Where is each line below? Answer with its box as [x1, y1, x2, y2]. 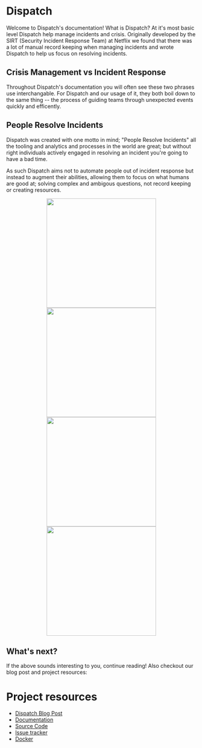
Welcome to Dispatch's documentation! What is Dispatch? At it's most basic [6, 24, 195, 31]
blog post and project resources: [6, 668, 87, 676]
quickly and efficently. [6, 103, 62, 110]
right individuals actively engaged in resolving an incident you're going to [6, 149, 188, 156]
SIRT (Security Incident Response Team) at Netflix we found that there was [6, 37, 192, 44]
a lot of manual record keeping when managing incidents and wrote [6, 43, 174, 51]
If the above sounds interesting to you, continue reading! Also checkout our [6, 662, 194, 670]
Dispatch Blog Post [14, 710, 63, 717]
